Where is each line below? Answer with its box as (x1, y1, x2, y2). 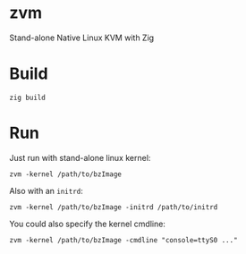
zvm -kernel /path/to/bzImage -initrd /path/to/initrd (9, 202, 218, 212)
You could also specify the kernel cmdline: (9, 218, 165, 229)
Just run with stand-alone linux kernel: (9, 152, 151, 163)
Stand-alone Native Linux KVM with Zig (9, 32, 155, 43)
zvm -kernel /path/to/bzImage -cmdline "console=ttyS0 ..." (9, 235, 239, 244)
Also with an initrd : (9, 185, 83, 196)
